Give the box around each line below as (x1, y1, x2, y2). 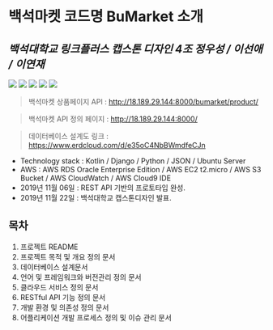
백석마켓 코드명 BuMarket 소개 (8, 7, 204, 26)
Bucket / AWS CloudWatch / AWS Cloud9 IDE (19, 173, 172, 183)
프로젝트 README (19, 242, 79, 252)
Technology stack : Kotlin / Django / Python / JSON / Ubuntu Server (19, 156, 246, 166)
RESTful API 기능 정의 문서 (19, 292, 106, 302)
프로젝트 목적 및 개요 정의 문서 (19, 252, 116, 261)
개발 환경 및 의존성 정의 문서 (19, 302, 109, 312)
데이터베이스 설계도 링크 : (28, 131, 109, 141)
